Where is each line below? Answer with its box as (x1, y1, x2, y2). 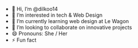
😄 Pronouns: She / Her (11, 30, 68, 37)
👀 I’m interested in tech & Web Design (11, 12, 103, 19)
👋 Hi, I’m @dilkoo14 (11, 6, 58, 12)
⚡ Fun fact (11, 36, 37, 43)
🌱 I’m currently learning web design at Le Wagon (11, 18, 129, 24)
